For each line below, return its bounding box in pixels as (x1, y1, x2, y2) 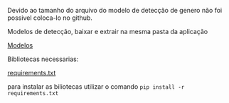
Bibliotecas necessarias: (7, 55, 79, 63)
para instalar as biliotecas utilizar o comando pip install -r (7, 82, 185, 91)
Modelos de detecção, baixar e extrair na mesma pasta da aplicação (7, 28, 208, 36)
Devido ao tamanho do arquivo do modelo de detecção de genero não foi (7, 6, 223, 14)
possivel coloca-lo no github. (7, 13, 92, 22)
